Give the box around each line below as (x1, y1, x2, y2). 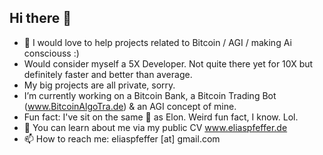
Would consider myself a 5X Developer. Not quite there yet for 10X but (23, 57, 314, 70)
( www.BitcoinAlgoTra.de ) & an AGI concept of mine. (23, 100, 237, 112)
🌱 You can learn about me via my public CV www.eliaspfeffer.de (23, 121, 288, 133)
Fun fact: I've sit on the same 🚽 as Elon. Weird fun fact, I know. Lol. (23, 111, 299, 123)
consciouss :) (23, 47, 80, 59)
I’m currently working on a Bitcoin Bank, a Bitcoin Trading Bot (23, 89, 277, 101)
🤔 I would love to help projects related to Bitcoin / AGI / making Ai (23, 36, 292, 48)
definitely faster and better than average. (23, 68, 193, 80)
